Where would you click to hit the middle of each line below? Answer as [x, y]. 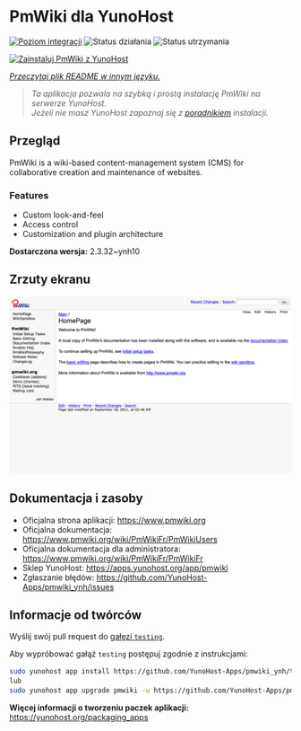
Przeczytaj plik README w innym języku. [85, 76]
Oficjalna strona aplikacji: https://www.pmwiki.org [114, 520]
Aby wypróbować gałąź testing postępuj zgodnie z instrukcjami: [129, 654]
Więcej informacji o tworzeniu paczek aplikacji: [99, 708]
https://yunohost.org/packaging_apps [79, 718]
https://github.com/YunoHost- [152, 577]
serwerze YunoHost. [69, 103]
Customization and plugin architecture [93, 234]
